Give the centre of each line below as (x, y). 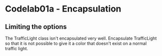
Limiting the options (36, 27)
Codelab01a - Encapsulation (63, 9)
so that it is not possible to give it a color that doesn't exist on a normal (76, 43)
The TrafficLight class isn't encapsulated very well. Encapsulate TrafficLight (81, 38)
